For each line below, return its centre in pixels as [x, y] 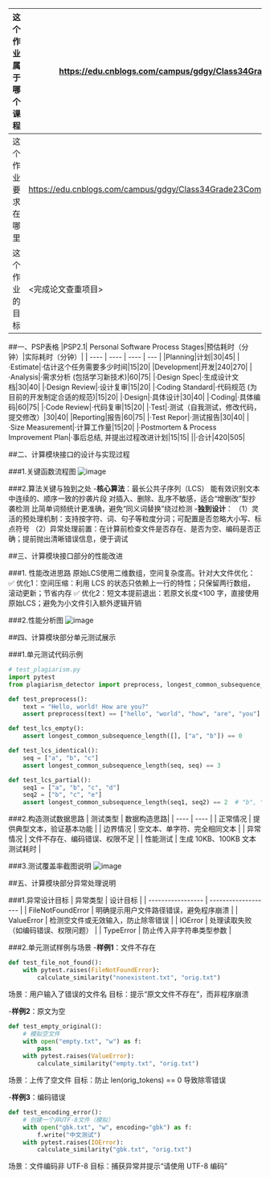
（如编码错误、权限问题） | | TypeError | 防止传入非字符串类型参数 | [120, 930]
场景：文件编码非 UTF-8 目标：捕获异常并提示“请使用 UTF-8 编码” [118, 1166]
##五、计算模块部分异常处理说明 [62, 883]
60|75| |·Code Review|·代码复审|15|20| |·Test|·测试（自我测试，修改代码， [139, 407]
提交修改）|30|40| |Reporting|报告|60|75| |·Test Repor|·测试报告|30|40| [127, 417]
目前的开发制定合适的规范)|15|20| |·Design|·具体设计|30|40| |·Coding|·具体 [131, 397]
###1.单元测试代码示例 [46, 654]
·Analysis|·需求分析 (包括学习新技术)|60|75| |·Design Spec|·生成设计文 [124, 377]
